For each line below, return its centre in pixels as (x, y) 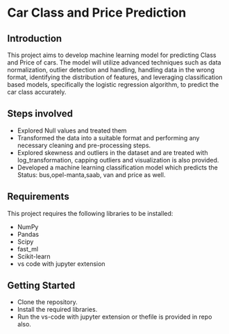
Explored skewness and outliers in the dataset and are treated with (112, 152)
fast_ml (28, 249)
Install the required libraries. (57, 310)
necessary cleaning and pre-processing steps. (84, 145)
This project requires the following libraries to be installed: (90, 213)
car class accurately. (37, 92)
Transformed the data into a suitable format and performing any (108, 137)
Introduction (35, 39)
